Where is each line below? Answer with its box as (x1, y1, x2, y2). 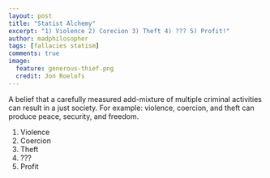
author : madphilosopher (8, 34, 89, 43)
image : (8, 57, 31, 66)
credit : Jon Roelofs (15, 72, 85, 80)
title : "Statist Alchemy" (8, 19, 96, 28)
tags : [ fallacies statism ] (8, 42, 100, 50)
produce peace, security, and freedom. (8, 111, 139, 121)
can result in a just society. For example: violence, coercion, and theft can (8, 103, 255, 112)
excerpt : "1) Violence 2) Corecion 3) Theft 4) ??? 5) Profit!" (8, 27, 230, 35)
